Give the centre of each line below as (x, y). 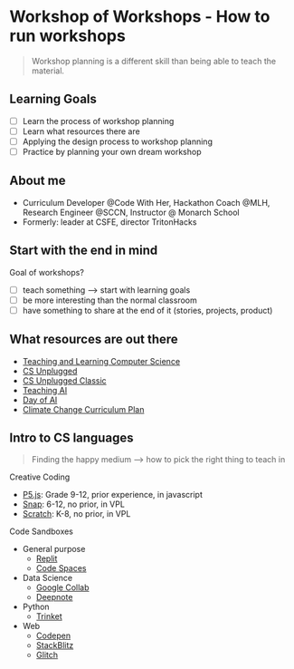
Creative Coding (40, 477)
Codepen (53, 635)
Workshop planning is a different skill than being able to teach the (154, 61)
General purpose (54, 549)
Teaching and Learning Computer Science (101, 361)
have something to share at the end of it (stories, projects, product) (147, 310)
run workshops (68, 36)
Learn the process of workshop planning (98, 121)
